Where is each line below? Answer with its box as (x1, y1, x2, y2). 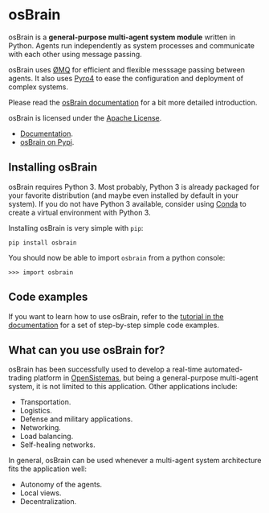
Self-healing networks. (19, 440, 96, 449)
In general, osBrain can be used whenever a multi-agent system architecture (8, 456, 262, 466)
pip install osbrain (8, 239, 78, 247)
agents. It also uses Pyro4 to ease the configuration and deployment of (8, 73, 243, 83)
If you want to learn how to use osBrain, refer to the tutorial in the (8, 311, 224, 321)
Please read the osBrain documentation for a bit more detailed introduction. (8, 97, 258, 107)
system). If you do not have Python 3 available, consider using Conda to (8, 199, 247, 208)
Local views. (19, 488, 62, 498)
